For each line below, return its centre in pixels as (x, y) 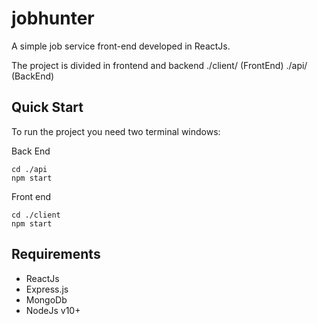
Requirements (56, 254)
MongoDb (46, 299)
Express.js (47, 289)
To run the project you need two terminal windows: (116, 131)
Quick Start (47, 107)
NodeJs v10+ (53, 310)
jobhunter (53, 18)
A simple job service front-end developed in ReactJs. (121, 46)
